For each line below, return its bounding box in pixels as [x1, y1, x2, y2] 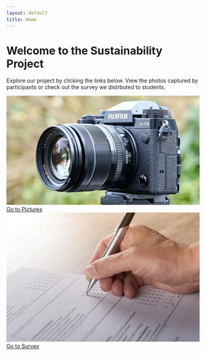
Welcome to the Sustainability [6, 44, 162, 58]
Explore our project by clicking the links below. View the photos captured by [6, 77, 198, 84]
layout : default [6, 10, 48, 16]
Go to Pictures [6, 205, 43, 213]
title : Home [6, 16, 37, 23]
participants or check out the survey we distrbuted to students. [6, 84, 166, 91]
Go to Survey [6, 342, 40, 350]
